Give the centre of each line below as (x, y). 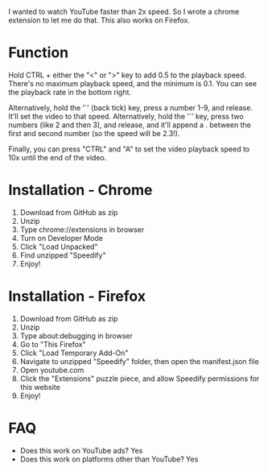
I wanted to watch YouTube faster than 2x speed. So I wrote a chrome (124, 12)
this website (40, 387)
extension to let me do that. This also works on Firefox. (99, 20)
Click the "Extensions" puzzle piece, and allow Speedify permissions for (140, 379)
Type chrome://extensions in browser (82, 230)
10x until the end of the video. (58, 157)
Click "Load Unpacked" (59, 246)
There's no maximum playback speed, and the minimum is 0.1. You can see (133, 83)
